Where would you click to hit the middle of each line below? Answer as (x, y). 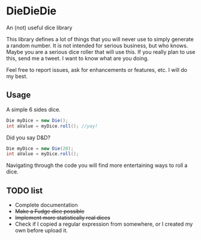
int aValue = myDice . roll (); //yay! (52, 126)
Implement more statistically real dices (62, 218)
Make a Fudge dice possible (50, 211)
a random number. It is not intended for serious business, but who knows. (97, 45)
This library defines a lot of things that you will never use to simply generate (100, 39)
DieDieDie (31, 11)
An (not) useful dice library (39, 28)
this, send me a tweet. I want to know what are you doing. (77, 58)
